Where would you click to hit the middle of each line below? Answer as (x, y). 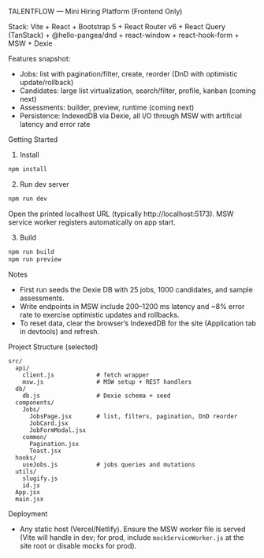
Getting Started (33, 139)
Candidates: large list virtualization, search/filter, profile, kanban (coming (138, 91)
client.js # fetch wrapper (86, 375)
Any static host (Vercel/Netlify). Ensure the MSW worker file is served (132, 529)
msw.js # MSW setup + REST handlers (107, 381)
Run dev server (44, 184)
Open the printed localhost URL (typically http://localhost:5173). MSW (121, 214)
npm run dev (28, 199)
